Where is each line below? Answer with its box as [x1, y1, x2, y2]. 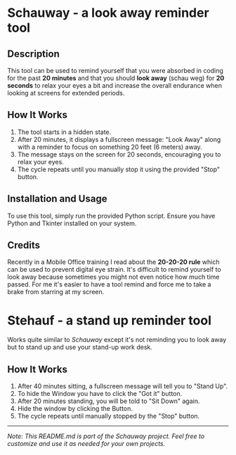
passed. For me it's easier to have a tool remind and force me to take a [7, 280, 211, 289]
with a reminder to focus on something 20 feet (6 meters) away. [17, 143, 202, 151]
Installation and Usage [7, 193, 107, 205]
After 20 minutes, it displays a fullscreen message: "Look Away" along [17, 135, 221, 143]
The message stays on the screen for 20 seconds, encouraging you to [17, 150, 221, 159]
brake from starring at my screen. [7, 288, 105, 296]
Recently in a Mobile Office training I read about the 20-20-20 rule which [7, 258, 220, 266]
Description [7, 48, 60, 60]
